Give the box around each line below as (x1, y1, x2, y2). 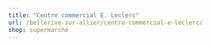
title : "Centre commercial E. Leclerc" (8, 11, 140, 19)
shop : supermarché (8, 26, 69, 34)
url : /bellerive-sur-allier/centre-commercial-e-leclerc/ (8, 19, 203, 27)
